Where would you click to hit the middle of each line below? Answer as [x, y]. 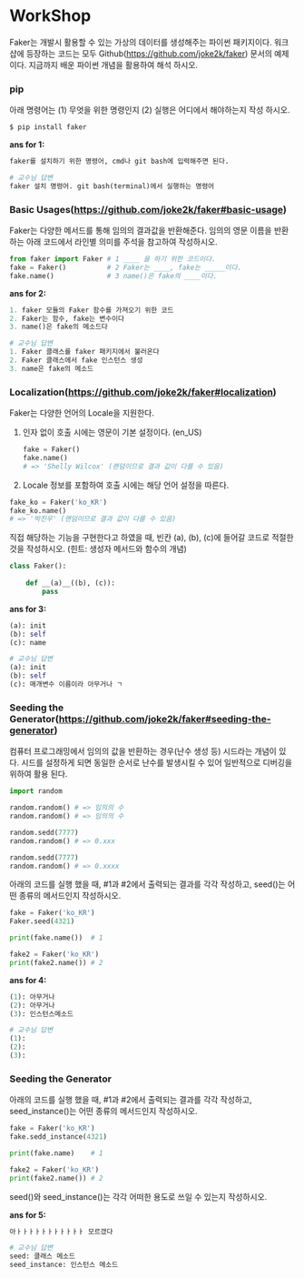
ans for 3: [28, 609]
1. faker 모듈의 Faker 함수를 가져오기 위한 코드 [92, 310]
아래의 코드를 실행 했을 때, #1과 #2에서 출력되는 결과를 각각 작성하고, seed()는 [147, 884]
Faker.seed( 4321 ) [42, 921]
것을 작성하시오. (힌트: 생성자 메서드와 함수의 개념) [98, 549]
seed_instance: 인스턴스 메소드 [64, 1265]
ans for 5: [28, 1214]
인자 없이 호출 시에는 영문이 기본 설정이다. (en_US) [112, 432]
